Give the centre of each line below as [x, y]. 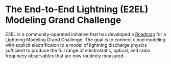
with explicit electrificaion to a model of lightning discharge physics [76, 45]
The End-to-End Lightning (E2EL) [77, 9]
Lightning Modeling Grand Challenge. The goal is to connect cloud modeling [86, 40]
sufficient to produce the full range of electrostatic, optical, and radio [78, 50]
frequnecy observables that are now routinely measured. [65, 56]
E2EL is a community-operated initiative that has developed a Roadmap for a [86, 34]
